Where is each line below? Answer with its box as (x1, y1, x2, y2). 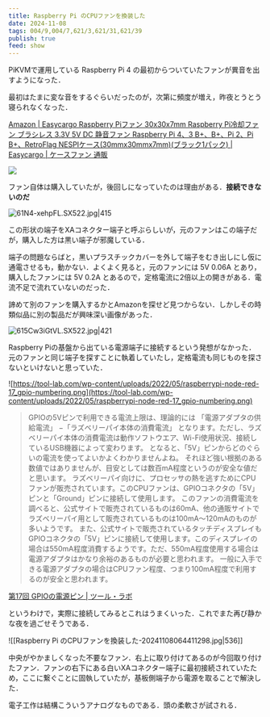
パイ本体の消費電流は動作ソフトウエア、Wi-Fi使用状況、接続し (49, 433, 258, 442)
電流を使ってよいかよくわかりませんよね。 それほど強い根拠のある (42, 453, 263, 463)
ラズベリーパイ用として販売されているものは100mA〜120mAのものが (27, 514, 257, 523)
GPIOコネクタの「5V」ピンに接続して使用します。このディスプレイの (27, 534, 258, 543)
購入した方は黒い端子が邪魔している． (22, 235, 149, 245)
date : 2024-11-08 (8, 19, 67, 27)
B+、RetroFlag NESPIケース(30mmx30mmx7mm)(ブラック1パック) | (8, 140, 234, 149)
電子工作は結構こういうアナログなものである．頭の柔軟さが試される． (8, 700, 242, 711)
